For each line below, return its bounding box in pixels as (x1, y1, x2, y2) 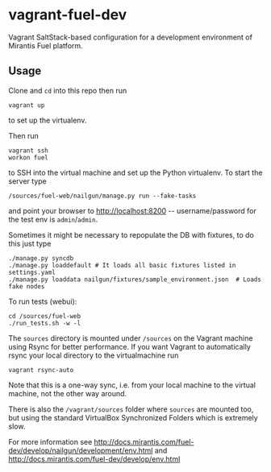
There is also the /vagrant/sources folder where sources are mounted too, (8, 404, 254, 414)
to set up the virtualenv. (8, 115, 87, 125)
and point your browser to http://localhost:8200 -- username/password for (8, 205, 256, 215)
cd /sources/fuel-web (8, 312, 81, 320)
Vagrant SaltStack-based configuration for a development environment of (8, 32, 252, 42)
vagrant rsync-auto (8, 366, 74, 374)
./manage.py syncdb (8, 254, 74, 263)
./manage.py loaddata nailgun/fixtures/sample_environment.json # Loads (8, 275, 262, 284)
